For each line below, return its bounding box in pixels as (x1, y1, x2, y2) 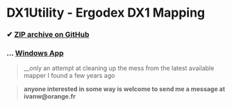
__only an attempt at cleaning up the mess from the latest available (23, 64, 215, 72)
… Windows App (6, 49, 64, 58)
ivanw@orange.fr (23, 92, 76, 101)
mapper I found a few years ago (23, 72, 115, 80)
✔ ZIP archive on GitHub (6, 30, 90, 40)
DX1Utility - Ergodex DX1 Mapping (6, 5, 206, 21)
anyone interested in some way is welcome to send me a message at (23, 85, 226, 93)
